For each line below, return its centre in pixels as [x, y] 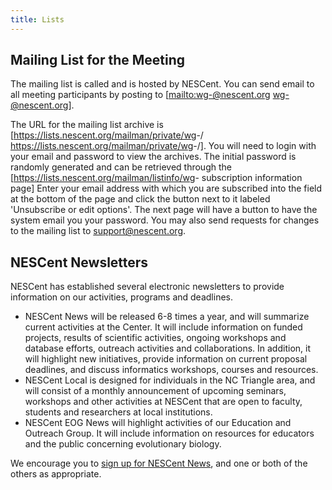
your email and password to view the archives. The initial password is [153, 157]
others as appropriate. [56, 474]
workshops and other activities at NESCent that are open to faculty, [163, 402]
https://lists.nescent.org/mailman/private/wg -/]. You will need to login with [163, 146]
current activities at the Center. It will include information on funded [163, 327]
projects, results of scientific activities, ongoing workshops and [155, 338]
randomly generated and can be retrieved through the [121, 167]
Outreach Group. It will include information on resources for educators [169, 433]
